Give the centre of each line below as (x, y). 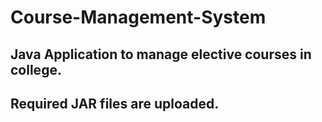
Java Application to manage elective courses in (161, 54)
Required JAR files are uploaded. (115, 103)
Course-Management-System (138, 17)
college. (36, 69)
